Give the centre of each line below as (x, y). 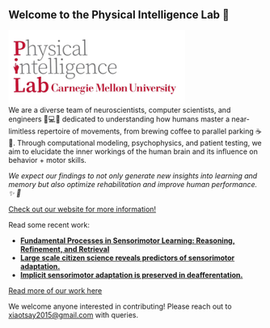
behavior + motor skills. (48, 160)
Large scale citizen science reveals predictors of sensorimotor (127, 258)
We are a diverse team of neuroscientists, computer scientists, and (120, 110)
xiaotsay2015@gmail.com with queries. (74, 315)
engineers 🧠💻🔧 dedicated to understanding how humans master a (119, 119)
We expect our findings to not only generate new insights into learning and (133, 176)
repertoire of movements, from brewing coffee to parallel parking (146, 131)
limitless (22, 131)
